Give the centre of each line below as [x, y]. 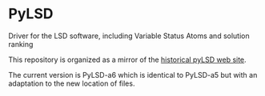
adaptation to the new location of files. [72, 83]
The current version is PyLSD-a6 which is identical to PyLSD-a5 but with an [133, 75]
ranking [21, 44]
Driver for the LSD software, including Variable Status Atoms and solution [129, 36]
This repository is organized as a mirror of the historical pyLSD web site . [127, 60]
